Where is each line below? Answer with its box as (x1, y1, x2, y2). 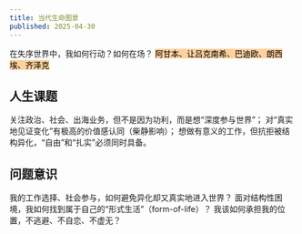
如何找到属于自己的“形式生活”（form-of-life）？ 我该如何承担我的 (33, 204, 277, 215)
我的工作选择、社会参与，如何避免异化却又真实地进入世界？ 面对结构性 (9, 192, 275, 203)
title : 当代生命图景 (9, 13, 79, 23)
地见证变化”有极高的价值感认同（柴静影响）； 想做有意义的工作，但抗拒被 (9, 126, 283, 137)
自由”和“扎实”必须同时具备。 (45, 137, 152, 148)
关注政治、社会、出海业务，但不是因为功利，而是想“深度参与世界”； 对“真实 (9, 115, 294, 126)
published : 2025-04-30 (9, 22, 96, 31)
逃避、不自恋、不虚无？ (33, 215, 121, 226)
